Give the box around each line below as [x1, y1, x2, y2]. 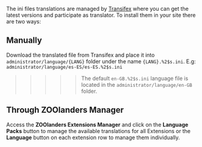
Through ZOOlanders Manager [6, 105, 124, 115]
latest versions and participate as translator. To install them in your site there [6, 11, 196, 19]
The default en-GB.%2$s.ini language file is [81, 75, 189, 82]
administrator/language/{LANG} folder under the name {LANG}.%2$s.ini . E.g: [6, 57, 196, 65]
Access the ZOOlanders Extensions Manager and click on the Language [6, 120, 189, 128]
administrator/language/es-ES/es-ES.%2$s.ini [6, 64, 122, 70]
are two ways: [6, 18, 41, 25]
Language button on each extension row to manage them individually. [6, 134, 180, 141]
